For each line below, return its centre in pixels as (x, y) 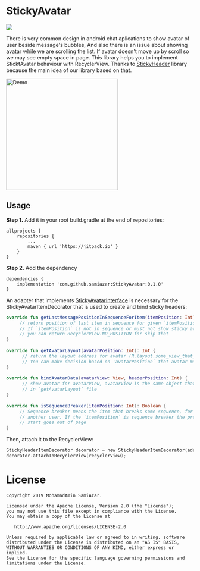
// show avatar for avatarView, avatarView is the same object (102, 384)
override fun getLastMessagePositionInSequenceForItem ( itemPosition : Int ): (102, 317)
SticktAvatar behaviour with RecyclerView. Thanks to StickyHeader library (97, 64)
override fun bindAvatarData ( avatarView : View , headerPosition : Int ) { (97, 378)
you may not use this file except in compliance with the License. (92, 511)
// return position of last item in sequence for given (90, 323)
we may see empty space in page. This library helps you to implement (92, 57)
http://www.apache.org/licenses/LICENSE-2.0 (70, 527)
